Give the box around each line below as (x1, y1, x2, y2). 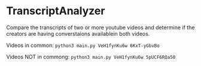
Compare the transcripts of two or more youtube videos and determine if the (6, 24, 195, 31)
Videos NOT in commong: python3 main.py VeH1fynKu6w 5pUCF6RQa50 (6, 53, 176, 60)
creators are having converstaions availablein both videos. (6, 30, 150, 37)
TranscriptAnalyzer (6, 4, 105, 18)
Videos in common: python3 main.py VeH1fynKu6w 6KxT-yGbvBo (6, 42, 160, 49)
